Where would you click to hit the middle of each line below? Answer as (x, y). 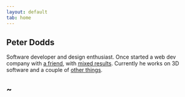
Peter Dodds (31, 42)
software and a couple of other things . (54, 70)
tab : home (19, 18)
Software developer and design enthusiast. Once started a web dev (91, 57)
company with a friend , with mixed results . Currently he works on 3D (93, 63)
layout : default (27, 12)
